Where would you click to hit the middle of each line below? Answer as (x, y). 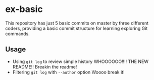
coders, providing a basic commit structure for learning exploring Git (76, 28)
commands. (18, 33)
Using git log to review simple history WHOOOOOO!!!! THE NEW (81, 61)
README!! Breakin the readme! (45, 66)
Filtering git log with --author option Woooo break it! (68, 72)
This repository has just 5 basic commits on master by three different (77, 23)
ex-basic (24, 9)
